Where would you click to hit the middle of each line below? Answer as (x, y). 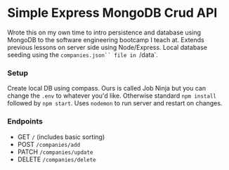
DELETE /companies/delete (57, 159)
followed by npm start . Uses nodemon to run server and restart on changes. (115, 103)
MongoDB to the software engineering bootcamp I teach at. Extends (106, 39)
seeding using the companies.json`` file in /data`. (83, 55)
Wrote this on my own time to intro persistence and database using (104, 32)
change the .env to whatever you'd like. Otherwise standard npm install (112, 96)
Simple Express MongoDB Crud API (112, 13)
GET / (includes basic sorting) (61, 137)
